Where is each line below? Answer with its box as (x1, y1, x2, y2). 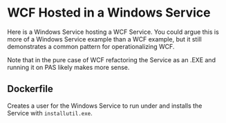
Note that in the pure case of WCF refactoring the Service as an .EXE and (7, 55, 216, 64)
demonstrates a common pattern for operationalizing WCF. (7, 42, 175, 50)
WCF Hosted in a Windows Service (7, 5, 211, 21)
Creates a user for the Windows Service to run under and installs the (7, 102, 203, 110)
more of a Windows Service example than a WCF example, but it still (7, 35, 202, 43)
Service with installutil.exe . (7, 108, 93, 117)
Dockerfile (7, 83, 54, 95)
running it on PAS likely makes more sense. (7, 63, 130, 71)
